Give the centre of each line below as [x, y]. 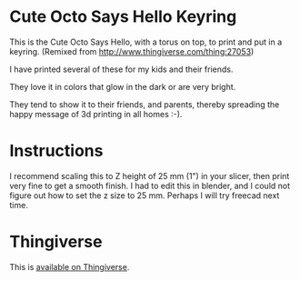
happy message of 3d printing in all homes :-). [96, 114]
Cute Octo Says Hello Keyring [123, 17]
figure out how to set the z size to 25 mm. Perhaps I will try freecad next [145, 195]
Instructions [56, 151]
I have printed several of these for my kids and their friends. [121, 69]
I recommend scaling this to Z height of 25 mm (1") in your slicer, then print [150, 176]
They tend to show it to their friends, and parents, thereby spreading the [145, 104]
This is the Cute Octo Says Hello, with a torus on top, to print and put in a [146, 42]
